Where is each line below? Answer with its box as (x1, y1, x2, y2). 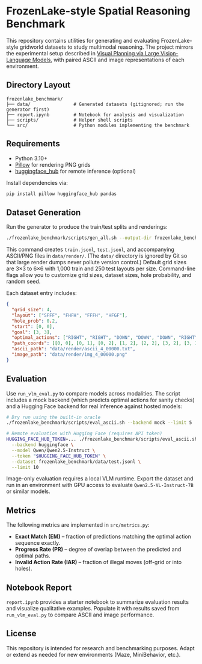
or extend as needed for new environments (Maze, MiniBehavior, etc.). (6, 651, 181, 658)
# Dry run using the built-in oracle (6, 414, 101, 420)
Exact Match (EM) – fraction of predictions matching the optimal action (14, 533, 191, 540)
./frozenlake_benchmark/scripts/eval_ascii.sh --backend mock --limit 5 (6, 420, 192, 426)
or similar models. (6, 488, 50, 495)
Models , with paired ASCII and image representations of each (32, 56, 185, 63)
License (6, 628, 37, 639)
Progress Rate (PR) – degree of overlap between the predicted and (14, 546, 182, 553)
